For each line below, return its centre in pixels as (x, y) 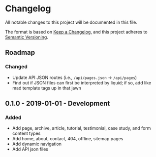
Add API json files (30, 149)
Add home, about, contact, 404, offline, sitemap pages (68, 139)
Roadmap (20, 53)
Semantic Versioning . (27, 37)
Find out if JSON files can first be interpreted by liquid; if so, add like (82, 82)
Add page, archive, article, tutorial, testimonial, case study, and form (81, 128)
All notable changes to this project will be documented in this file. (71, 22)
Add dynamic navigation (37, 144)
